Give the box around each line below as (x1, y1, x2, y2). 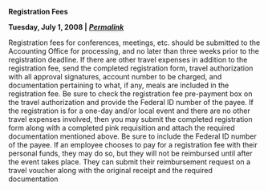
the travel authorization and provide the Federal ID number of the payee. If (8, 98, 254, 107)
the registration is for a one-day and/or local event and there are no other (8, 106, 250, 115)
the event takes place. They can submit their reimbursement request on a (8, 157, 251, 167)
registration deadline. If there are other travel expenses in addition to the (8, 55, 248, 64)
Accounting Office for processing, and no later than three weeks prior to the (8, 46, 259, 55)
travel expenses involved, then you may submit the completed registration (8, 115, 253, 123)
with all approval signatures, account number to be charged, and (8, 72, 222, 81)
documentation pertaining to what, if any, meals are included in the (8, 80, 229, 90)
